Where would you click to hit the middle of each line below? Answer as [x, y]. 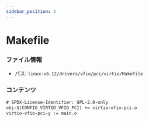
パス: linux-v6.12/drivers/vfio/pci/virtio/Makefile [79, 74]
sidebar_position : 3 [31, 11]
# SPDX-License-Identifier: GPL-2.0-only [57, 103]
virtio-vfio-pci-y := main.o [41, 114]
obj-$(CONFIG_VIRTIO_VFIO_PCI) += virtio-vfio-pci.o [72, 108]
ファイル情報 [24, 60]
